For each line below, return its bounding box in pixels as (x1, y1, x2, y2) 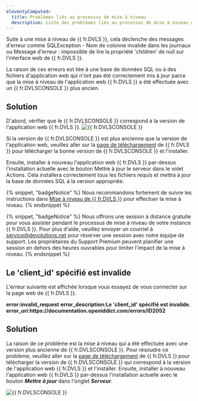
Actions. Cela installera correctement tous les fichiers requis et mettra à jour (6, 171, 192, 178)
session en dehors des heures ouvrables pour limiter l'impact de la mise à (6, 244, 186, 251)
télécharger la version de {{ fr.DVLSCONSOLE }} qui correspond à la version (6, 359, 191, 366)
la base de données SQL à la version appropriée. (6, 178, 125, 185)
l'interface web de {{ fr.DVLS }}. (6, 54, 84, 62)
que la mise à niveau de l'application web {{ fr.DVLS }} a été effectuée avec (6, 78, 189, 85)
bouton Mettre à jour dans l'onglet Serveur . (6, 377, 113, 385)
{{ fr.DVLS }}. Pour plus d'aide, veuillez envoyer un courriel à (6, 226, 153, 233)
